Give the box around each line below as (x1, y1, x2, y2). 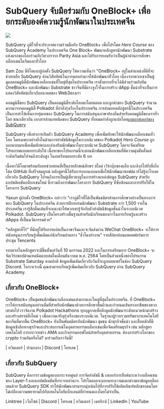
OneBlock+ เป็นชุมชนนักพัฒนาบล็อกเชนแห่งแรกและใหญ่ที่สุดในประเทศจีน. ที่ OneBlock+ (5, 296, 156, 302)
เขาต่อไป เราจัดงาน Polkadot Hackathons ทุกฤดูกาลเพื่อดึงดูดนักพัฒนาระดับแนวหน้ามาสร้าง (5, 307, 158, 313)
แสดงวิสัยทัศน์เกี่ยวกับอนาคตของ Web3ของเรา (5, 90, 81, 96)
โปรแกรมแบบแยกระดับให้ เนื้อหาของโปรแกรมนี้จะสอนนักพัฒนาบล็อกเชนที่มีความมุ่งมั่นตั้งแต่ (5, 148, 152, 153)
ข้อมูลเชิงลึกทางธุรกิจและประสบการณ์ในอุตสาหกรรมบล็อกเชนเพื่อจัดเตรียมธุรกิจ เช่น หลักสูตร (5, 323, 152, 330)
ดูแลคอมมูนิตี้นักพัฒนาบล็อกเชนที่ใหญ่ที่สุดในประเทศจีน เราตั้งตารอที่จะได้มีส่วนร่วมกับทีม (5, 79, 146, 85)
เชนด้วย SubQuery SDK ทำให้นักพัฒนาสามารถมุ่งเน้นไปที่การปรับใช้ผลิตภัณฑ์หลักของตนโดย (5, 383, 158, 389)
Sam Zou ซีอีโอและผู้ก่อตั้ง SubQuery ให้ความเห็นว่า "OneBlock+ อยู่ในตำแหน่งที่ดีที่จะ (5, 68, 155, 74)
